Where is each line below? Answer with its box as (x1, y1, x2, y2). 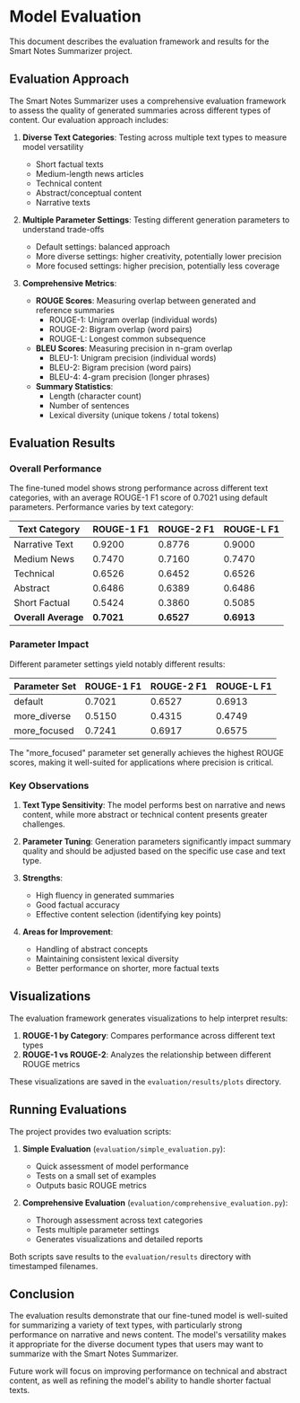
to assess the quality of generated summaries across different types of (9, 105, 271, 116)
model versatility (21, 141, 84, 152)
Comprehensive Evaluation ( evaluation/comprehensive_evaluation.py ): (21, 1197, 288, 1208)
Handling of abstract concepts (35, 944, 149, 955)
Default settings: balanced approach (35, 241, 170, 252)
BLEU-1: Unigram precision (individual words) (48, 352, 217, 363)
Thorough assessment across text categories (35, 1214, 203, 1225)
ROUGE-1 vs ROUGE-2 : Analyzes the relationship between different (21, 1048, 271, 1060)
